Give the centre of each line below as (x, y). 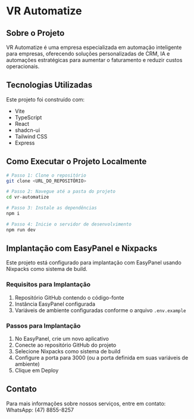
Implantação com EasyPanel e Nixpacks (82, 249)
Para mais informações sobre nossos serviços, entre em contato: (86, 403)
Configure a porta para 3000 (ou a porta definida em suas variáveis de (101, 358)
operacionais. (23, 66)
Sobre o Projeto (35, 33)
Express (25, 143)
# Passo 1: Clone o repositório (46, 175)
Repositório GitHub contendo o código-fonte (69, 297)
